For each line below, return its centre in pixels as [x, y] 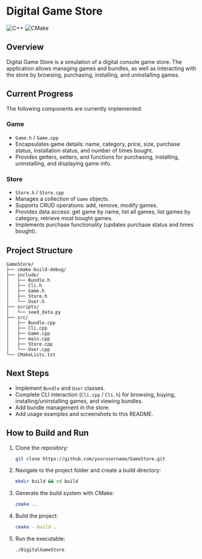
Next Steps [28, 373]
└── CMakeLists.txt [31, 355]
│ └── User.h [26, 301]
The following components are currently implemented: [75, 108]
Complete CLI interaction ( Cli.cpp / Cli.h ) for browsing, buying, [95, 394]
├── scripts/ [23, 307]
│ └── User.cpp [28, 349]
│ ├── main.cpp [28, 339]
